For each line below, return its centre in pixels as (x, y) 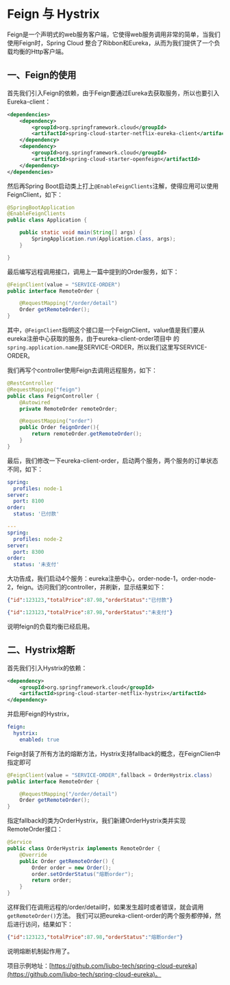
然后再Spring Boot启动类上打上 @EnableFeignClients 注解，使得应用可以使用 (113, 186)
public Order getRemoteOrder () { (67, 861)
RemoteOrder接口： (35, 829)
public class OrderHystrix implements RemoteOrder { (84, 849)
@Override (34, 855)
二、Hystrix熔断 (41, 650)
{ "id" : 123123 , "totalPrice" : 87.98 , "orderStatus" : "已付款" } (90, 600)
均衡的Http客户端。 (40, 51)
